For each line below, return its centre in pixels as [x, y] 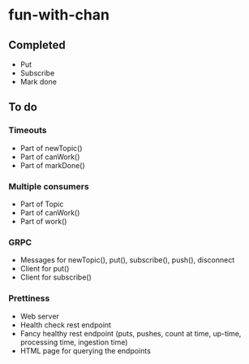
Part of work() [43, 221]
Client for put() [45, 269]
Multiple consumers [49, 186]
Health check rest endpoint [66, 325]
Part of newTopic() [51, 148]
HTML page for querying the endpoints [86, 350]
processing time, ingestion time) [74, 342]
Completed [37, 45]
